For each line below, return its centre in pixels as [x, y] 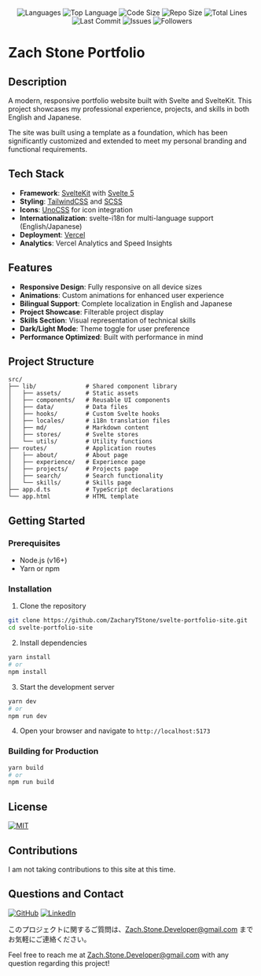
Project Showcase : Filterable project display [92, 311]
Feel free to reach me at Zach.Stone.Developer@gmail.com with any [119, 955]
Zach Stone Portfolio [77, 53]
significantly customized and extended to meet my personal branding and [128, 141]
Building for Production [53, 751]
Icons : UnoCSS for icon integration [76, 209]
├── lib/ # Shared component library [93, 387]
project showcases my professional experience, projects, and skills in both [129, 109]
